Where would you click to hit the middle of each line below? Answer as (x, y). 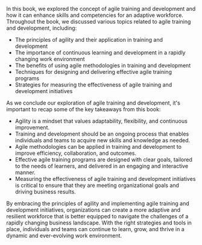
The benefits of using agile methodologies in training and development (103, 65)
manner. (25, 172)
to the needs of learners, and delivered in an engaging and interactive (102, 166)
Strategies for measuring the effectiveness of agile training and (93, 85)
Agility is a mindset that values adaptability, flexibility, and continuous (101, 121)
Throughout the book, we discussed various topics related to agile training (99, 21)
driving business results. (46, 192)
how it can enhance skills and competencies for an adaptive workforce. (95, 15)
